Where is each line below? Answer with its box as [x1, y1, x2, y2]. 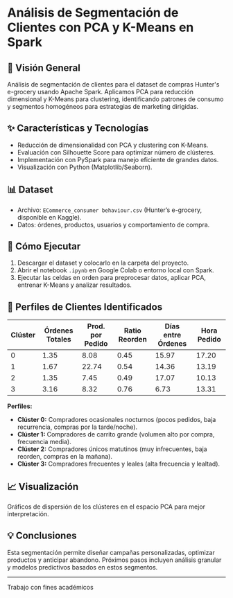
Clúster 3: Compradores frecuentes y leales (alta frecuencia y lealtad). [17, 459, 221, 468]
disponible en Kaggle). [17, 213, 82, 221]
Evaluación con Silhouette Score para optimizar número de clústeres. [17, 148, 215, 157]
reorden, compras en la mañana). [17, 452, 113, 461]
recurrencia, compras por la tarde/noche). [17, 423, 137, 431]
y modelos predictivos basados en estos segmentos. [7, 563, 158, 571]
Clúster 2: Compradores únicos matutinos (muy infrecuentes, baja [17, 445, 207, 453]
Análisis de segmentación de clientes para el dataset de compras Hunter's [7, 80, 220, 88]
